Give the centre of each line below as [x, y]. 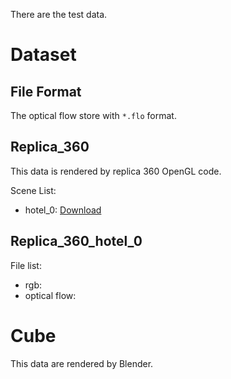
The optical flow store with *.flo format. [93, 115]
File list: [26, 265]
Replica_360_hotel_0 [76, 241]
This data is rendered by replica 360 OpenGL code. [116, 171]
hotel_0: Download [63, 210]
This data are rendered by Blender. [82, 363]
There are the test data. [59, 14]
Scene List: [33, 190]
